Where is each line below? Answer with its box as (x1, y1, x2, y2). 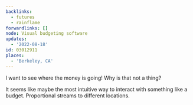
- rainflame (11, 19, 41, 25)
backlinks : (5, 8, 32, 15)
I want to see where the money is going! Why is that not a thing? (5, 74, 162, 81)
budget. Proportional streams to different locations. (5, 92, 130, 99)
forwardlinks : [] (5, 25, 48, 31)
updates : (5, 36, 27, 42)
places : (5, 52, 25, 58)
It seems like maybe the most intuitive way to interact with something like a (5, 86, 188, 93)
